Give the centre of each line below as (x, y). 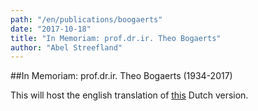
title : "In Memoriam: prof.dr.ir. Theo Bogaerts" (116, 38)
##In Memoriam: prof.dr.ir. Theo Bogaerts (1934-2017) (121, 76)
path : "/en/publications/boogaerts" (86, 19)
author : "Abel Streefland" (66, 47)
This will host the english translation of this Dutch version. (129, 95)
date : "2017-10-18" (51, 29)
